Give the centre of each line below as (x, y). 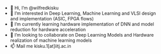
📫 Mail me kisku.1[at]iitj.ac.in (41, 46)
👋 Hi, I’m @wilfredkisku (34, 8)
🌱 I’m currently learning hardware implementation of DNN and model (82, 24)
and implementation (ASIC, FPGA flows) (52, 19)
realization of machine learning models (51, 40)
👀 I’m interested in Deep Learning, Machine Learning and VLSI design (83, 13)
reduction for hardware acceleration (48, 30)
